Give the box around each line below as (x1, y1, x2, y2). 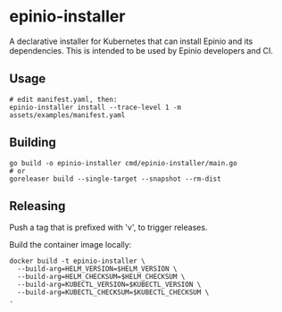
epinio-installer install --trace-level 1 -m (9, 103, 181, 112)
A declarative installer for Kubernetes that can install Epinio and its (9, 36, 253, 46)
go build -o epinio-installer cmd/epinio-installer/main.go (9, 158, 238, 167)
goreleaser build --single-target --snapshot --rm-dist (9, 174, 221, 183)
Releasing (9, 198, 66, 214)
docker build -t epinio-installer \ (9, 257, 145, 266)
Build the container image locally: (9, 240, 132, 250)
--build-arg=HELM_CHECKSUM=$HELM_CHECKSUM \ (17, 273, 186, 282)
